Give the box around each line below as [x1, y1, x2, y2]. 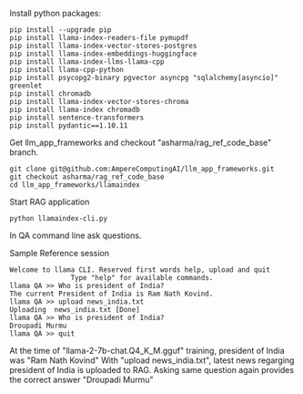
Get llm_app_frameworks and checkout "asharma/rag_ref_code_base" [9, 137, 272, 148]
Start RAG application [9, 196, 90, 207]
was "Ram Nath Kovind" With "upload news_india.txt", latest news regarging [9, 355, 295, 366]
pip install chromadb [9, 89, 92, 98]
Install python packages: [9, 8, 102, 18]
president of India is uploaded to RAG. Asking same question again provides [9, 365, 294, 375]
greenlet [9, 81, 43, 90]
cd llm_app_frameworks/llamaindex [9, 181, 141, 190]
